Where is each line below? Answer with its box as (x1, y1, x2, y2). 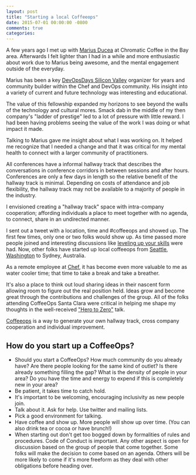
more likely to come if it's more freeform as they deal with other (14, 456, 169, 463)
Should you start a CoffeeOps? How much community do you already (14, 356, 183, 363)
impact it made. (6, 126, 44, 133)
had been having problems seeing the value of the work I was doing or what (6, 119, 190, 126)
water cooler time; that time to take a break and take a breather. (6, 269, 160, 277)
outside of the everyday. (6, 65, 65, 72)
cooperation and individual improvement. (6, 324, 106, 331)
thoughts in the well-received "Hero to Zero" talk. (6, 306, 125, 313)
